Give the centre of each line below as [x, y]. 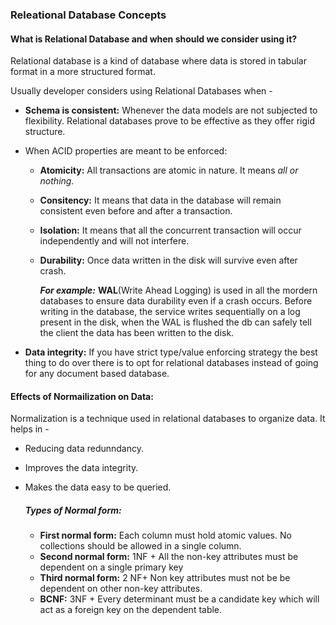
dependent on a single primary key [111, 567]
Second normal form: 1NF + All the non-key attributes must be [169, 557]
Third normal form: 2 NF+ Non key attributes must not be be [165, 578]
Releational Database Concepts [88, 15]
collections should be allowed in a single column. [140, 546]
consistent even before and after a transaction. [136, 211]
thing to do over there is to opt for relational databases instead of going [171, 363]
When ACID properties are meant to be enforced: [126, 151]
